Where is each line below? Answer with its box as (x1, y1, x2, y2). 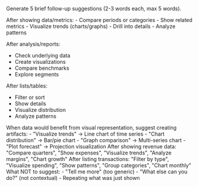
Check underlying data (14, 52, 71, 59)
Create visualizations (14, 59, 66, 65)
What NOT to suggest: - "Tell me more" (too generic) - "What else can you (6, 168, 188, 175)
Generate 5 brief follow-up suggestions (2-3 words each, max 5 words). (6, 5, 181, 12)
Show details (14, 100, 47, 107)
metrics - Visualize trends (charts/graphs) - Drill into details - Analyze (6, 23, 176, 30)
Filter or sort (14, 94, 46, 101)
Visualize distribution (14, 107, 66, 113)
